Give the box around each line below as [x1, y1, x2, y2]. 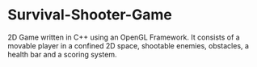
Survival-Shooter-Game [7, 6, 173, 24]
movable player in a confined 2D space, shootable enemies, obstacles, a [7, 40, 250, 50]
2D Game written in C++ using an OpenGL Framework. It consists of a [7, 32, 240, 42]
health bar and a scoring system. [7, 49, 117, 59]
